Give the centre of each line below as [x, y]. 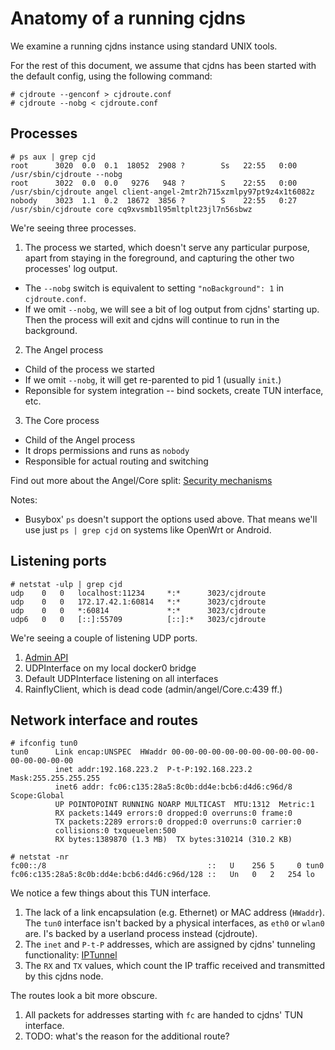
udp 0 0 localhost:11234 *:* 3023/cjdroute [138, 593]
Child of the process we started [89, 369]
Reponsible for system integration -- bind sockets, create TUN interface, [174, 390]
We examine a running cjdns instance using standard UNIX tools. [144, 46]
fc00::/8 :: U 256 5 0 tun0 [167, 866]
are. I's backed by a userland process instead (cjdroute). [141, 934]
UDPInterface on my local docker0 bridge [110, 668]
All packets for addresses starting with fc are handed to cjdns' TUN [164, 1015]
